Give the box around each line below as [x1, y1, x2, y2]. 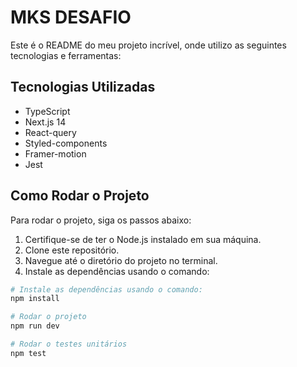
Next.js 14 [24, 116, 67, 128]
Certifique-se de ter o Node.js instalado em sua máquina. [24, 233, 262, 245]
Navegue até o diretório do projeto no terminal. [24, 254, 218, 266]
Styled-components [24, 137, 108, 149]
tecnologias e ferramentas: [10, 49, 122, 61]
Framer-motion [24, 147, 87, 160]
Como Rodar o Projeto [10, 187, 150, 205]
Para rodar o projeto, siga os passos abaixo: [10, 214, 192, 226]
